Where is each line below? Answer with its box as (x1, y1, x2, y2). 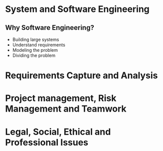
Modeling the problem (12, 47, 58, 53)
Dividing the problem (12, 52, 56, 58)
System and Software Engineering (5, 3, 150, 15)
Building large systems (12, 36, 59, 42)
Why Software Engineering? (5, 23, 95, 32)
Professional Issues (5, 137, 89, 148)
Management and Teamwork (5, 103, 127, 115)
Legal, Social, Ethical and (5, 126, 111, 138)
